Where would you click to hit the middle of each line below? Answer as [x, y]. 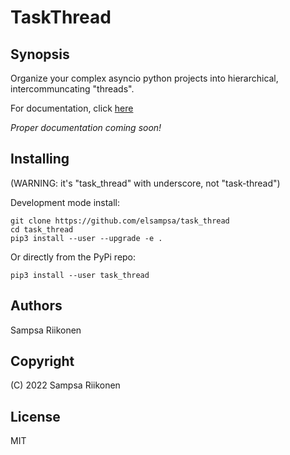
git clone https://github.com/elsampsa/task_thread [120, 221]
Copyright [42, 361]
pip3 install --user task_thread [80, 275]
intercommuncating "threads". [72, 89]
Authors [36, 306]
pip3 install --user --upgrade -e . [86, 238]
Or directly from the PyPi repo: [73, 257]
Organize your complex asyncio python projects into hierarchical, [144, 78]
